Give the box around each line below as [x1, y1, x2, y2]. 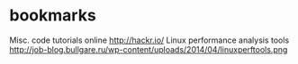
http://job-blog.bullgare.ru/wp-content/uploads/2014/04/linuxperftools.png [9, 44, 288, 54]
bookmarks [9, 5, 96, 26]
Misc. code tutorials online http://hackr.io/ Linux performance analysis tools [9, 35, 290, 45]
